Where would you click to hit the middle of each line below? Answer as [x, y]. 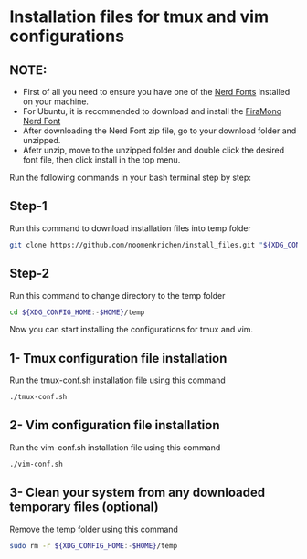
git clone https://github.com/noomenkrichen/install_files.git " [136, 245]
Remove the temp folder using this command [94, 529]
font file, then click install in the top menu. [101, 160]
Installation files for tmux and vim [139, 17]
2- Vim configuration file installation [115, 425]
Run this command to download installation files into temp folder [130, 228]
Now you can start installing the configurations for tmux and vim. [132, 330]
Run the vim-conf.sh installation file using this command [115, 447]
